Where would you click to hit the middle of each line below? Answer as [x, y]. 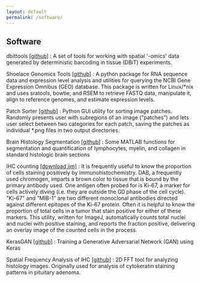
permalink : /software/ [34, 17]
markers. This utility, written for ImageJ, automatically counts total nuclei [96, 217]
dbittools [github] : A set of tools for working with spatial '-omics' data [93, 56]
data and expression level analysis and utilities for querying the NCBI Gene [98, 80]
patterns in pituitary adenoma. [43, 272]
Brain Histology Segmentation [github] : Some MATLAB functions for [91, 142]
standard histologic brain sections [48, 155]
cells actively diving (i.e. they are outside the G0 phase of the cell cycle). [96, 192]
